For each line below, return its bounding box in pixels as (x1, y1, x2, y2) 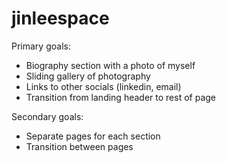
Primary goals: (11, 40, 71, 52)
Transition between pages (25, 140, 134, 152)
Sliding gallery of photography (25, 70, 151, 82)
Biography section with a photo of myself (25, 59, 196, 71)
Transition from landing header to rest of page (25, 91, 216, 103)
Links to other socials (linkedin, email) (25, 80, 182, 92)
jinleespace (11, 7, 110, 30)
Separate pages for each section (25, 130, 161, 142)
